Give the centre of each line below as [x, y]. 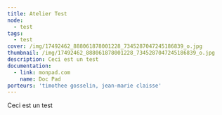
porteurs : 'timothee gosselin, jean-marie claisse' [84, 86]
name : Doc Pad [40, 79]
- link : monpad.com [42, 72]
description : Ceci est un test [53, 60]
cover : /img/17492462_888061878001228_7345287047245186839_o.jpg [105, 46]
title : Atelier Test [38, 14]
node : [15, 20]
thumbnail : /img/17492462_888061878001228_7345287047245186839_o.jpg [111, 53]
